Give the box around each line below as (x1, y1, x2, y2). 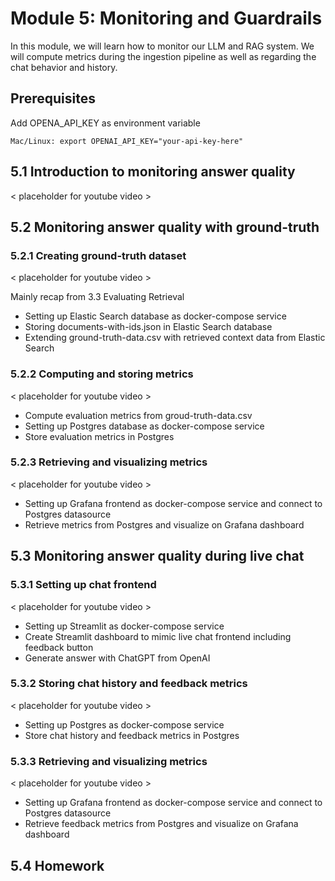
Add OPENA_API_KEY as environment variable (10, 117, 201, 129)
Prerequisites (10, 90, 96, 107)
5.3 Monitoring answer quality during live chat (10, 548, 305, 565)
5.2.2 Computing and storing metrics (10, 367, 194, 381)
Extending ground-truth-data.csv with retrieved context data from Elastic (24, 332, 326, 344)
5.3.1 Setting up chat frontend (10, 578, 157, 592)
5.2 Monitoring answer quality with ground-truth (10, 218, 320, 236)
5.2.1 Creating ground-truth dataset (10, 248, 187, 262)
